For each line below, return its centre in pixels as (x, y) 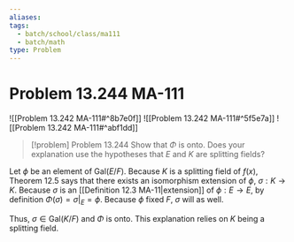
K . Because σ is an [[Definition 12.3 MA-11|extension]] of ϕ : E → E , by (137, 190)
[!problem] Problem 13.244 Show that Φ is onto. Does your (138, 145)
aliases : (25, 17)
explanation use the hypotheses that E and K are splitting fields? (148, 155)
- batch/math (41, 42)
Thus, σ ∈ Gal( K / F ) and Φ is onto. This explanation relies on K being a (137, 218)
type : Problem (35, 50)
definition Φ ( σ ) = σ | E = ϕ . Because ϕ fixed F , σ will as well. (116, 200)
